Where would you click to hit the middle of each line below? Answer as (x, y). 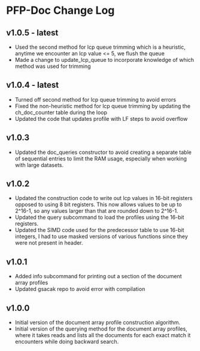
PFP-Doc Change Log (60, 11)
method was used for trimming (53, 66)
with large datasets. (39, 165)
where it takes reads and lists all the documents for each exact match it (103, 335)
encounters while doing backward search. (67, 342)
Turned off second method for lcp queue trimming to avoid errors (96, 99)
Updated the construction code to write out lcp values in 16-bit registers (104, 198)
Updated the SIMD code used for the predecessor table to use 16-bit (99, 230)
